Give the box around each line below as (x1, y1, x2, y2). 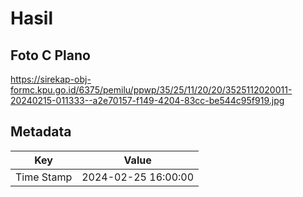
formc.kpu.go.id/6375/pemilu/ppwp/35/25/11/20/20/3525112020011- (10, 84, 293, 96)
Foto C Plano (10, 47, 91, 64)
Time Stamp (15, 170, 73, 184)
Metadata (10, 123, 72, 141)
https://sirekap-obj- (10, 73, 92, 85)
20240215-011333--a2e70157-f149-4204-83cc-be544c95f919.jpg (10, 95, 285, 106)
